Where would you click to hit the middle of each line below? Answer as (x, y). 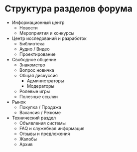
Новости (28, 27)
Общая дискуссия (38, 75)
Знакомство (32, 65)
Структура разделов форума (69, 9)
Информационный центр (38, 22)
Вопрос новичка (37, 70)
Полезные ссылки (39, 96)
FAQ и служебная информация (52, 128)
